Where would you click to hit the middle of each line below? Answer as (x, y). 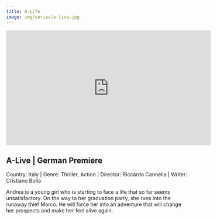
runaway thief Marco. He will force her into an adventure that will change (94, 204)
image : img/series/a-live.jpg (43, 17)
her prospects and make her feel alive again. (60, 211)
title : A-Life (23, 11)
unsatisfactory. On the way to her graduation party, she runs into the (89, 198)
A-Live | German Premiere (54, 160)
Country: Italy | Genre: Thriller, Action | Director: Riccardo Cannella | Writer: (97, 174)
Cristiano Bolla (24, 181)
